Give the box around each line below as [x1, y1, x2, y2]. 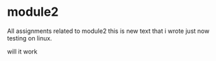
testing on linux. [7, 34, 53, 42]
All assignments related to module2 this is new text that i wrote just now [7, 27, 210, 35]
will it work [7, 47, 38, 56]
